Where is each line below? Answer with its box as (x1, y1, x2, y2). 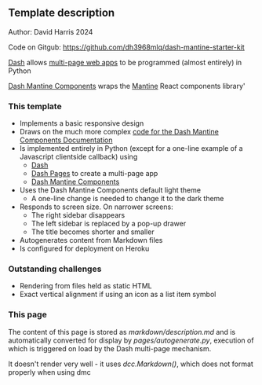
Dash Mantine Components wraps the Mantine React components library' (8, 81, 246, 90)
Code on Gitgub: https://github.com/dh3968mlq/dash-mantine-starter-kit (8, 42, 245, 52)
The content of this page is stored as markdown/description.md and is (8, 327, 236, 336)
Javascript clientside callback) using (19, 152, 138, 162)
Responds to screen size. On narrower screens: (19, 202, 174, 211)
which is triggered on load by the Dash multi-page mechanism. (8, 343, 212, 353)
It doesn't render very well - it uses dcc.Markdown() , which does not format (8, 359, 253, 368)
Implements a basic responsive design (19, 119, 144, 128)
